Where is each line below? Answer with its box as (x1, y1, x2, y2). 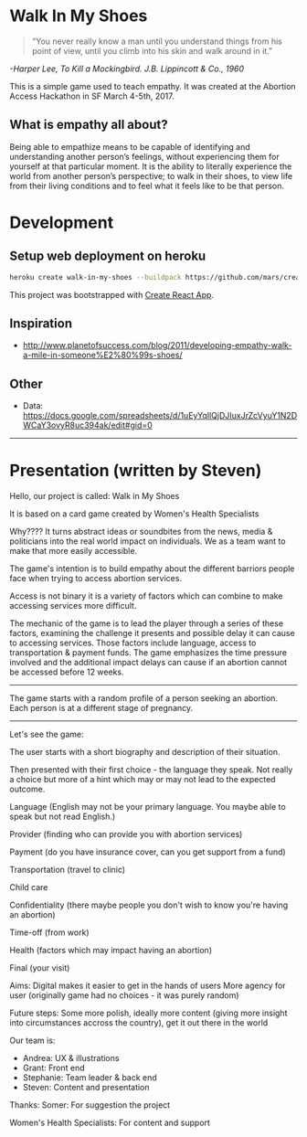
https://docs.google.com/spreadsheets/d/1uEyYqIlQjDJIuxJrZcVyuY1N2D (22, 410, 298, 421)
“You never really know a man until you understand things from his (31, 36, 283, 47)
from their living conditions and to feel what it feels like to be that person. (9, 180, 285, 191)
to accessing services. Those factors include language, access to (9, 637, 257, 649)
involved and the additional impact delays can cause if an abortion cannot (9, 657, 288, 668)
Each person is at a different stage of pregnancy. (9, 703, 194, 714)
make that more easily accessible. (9, 546, 138, 557)
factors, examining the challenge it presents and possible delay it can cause (9, 628, 295, 639)
